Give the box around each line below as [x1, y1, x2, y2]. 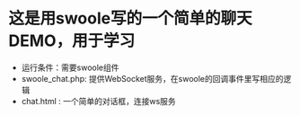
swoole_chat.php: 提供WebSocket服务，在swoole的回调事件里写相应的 [21, 73, 284, 84]
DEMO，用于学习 [8, 31, 136, 51]
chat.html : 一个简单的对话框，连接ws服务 [21, 95, 176, 106]
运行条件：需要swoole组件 [21, 62, 119, 73]
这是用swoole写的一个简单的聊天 [8, 8, 252, 29]
